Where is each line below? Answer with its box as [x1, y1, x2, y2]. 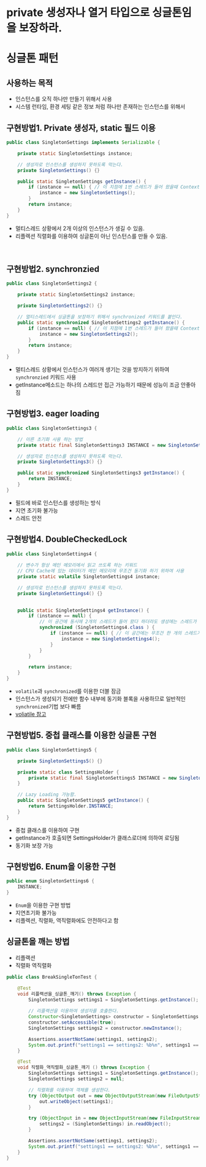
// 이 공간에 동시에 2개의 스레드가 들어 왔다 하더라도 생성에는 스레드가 [39, 619, 197, 625]
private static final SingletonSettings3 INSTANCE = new [17, 442, 166, 448]
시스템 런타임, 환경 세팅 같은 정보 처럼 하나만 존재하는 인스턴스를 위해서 [15, 103, 186, 111]
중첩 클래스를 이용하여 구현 [15, 826, 80, 834]
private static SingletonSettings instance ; [17, 150, 133, 157]
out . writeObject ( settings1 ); [39, 1098, 114, 1104]
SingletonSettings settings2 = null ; [28, 1076, 124, 1082]
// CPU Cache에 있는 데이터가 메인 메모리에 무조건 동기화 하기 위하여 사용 [17, 568, 185, 574]
